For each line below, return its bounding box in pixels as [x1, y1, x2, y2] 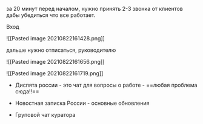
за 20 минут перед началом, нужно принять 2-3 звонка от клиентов [6, 5, 183, 12]
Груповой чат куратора [15, 111, 76, 118]
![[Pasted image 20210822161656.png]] [6, 58, 105, 65]
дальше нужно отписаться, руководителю [6, 46, 116, 54]
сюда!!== [15, 88, 39, 95]
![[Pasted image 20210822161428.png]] [6, 35, 105, 42]
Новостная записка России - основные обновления [15, 99, 150, 107]
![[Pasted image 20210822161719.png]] [6, 70, 104, 77]
